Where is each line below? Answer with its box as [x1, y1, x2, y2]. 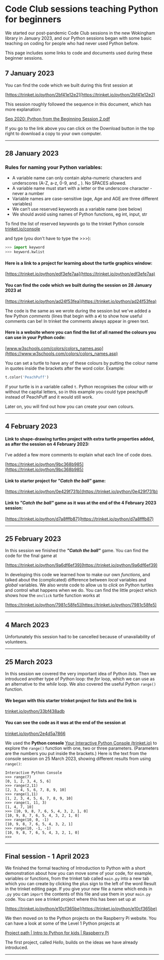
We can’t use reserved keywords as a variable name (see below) [12, 206, 143, 212]
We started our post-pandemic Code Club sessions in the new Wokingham [5, 30, 155, 36]
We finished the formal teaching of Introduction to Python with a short [5, 865, 145, 871]
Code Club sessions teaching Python [5, 3, 159, 15]
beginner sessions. [5, 55, 43, 61]
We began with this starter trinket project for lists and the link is [5, 697, 137, 703]
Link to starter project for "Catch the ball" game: [5, 478, 106, 484]
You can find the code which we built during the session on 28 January [5, 282, 152, 288]
